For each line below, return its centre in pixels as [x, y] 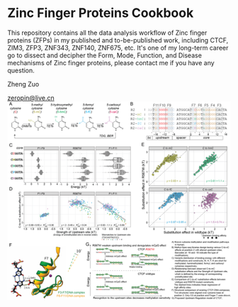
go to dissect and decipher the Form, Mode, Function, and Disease [104, 55]
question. [21, 70]
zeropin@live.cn [31, 98]
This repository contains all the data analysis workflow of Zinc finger [107, 33]
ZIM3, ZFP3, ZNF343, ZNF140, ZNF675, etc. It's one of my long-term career [118, 48]
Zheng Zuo [23, 84]
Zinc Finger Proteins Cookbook [101, 13]
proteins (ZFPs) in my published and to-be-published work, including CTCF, [118, 40]
